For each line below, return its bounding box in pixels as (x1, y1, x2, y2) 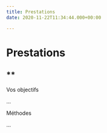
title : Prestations (6, 8, 56, 15)
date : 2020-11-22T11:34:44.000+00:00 (6, 15, 102, 21)
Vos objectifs (6, 86, 39, 93)
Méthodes (6, 109, 32, 117)
